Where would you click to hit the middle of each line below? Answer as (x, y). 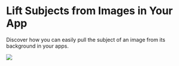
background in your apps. (38, 46)
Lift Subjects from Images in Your (89, 11)
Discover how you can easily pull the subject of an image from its (86, 39)
